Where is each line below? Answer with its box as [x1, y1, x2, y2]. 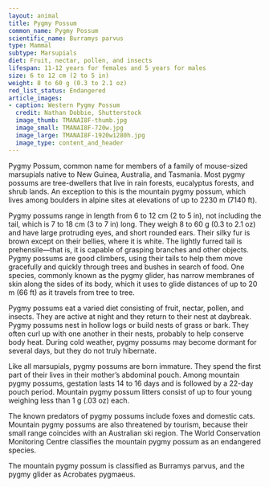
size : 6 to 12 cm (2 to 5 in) [8, 72, 110, 80]
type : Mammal [8, 42, 52, 50]
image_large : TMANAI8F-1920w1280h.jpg [15, 131, 146, 139]
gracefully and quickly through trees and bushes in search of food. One [8, 262, 245, 272]
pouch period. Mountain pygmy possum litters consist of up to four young [8, 387, 252, 396]
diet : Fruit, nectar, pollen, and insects [8, 57, 153, 65]
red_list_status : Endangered [8, 86, 106, 95]
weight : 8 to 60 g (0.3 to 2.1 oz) [8, 79, 128, 87]
